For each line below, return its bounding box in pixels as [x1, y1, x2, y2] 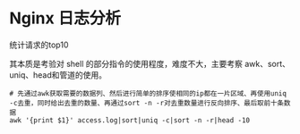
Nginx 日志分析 [9, 8, 121, 29]
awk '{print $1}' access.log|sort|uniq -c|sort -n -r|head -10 [9, 115, 251, 125]
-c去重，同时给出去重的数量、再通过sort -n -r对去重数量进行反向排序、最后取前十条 [9, 98, 285, 107]
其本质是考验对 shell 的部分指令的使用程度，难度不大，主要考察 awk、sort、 [9, 58, 291, 69]
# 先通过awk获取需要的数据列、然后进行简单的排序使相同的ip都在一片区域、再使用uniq [9, 88, 287, 98]
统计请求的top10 [9, 39, 69, 50]
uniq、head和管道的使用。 [9, 69, 107, 80]
